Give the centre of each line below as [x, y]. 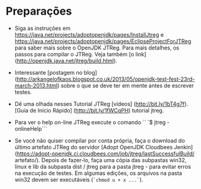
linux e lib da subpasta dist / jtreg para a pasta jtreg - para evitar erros [103, 166]
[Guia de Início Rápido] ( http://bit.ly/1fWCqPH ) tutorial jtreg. [89, 110]
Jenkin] [183, 147]
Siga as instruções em [42, 28]
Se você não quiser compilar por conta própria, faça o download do [100, 140]
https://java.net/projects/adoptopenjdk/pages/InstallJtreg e [89, 34]
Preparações [39, 11]
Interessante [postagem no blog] [56, 72]
